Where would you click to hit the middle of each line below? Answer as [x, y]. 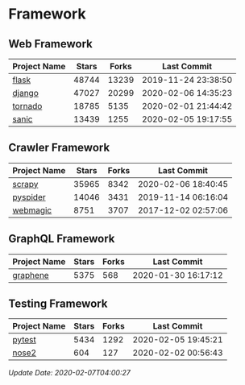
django [25, 93]
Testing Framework [58, 304]
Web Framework [50, 44]
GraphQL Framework [62, 239]
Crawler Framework [59, 148]
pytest [24, 340]
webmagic [32, 210]
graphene [31, 275]
